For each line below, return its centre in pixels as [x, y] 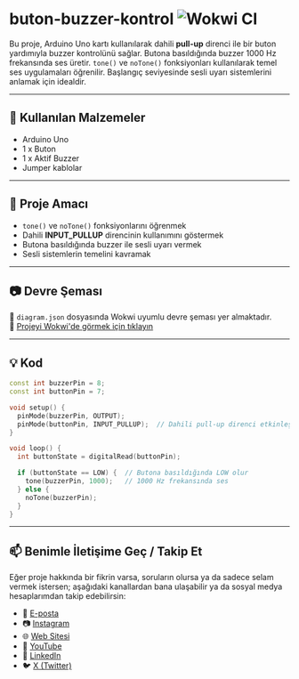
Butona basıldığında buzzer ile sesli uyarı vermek [112, 244]
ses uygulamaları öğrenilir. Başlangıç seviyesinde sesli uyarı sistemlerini [141, 72]
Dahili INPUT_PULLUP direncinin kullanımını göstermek [123, 235]
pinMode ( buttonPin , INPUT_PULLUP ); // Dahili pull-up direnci [137, 424]
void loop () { [36, 449]
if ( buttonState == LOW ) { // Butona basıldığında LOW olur [133, 473]
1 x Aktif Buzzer [51, 158]
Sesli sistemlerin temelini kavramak [86, 254]
